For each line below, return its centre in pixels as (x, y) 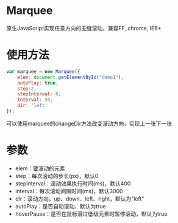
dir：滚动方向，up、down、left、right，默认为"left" (80, 199)
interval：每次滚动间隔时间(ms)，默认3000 (69, 191)
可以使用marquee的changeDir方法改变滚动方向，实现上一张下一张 (89, 123)
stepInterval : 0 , (39, 94)
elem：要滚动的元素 (40, 168)
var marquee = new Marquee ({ (43, 71)
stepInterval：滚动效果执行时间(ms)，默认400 (73, 184)
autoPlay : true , (38, 83)
